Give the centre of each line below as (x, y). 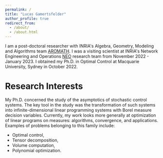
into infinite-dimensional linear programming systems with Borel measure (78, 110)
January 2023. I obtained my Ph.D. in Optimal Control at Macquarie (72, 61)
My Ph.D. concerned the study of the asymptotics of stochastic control (76, 100)
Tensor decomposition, (35, 140)
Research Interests (44, 86)
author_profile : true (27, 18)
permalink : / (18, 9)
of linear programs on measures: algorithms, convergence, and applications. (81, 120)
